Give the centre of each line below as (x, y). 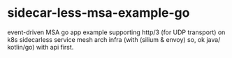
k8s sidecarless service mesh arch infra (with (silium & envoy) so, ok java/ (114, 39)
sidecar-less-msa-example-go (99, 13)
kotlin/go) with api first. (41, 47)
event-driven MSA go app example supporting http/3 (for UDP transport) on (116, 32)
